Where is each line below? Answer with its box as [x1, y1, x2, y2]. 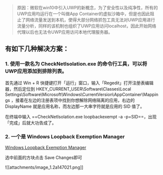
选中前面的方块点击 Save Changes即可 [5, 155, 83, 160]
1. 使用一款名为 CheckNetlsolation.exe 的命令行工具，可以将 [5, 60, 147, 67]
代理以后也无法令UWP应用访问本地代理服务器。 [17, 29, 113, 35]
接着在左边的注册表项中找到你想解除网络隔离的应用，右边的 [15, 97, 135, 103]
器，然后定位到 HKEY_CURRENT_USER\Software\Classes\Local [5, 86, 131, 92]
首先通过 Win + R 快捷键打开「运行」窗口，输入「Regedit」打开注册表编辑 [5, 80, 154, 86]
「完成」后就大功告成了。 [5, 119, 56, 126]
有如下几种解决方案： [5, 45, 69, 53]
